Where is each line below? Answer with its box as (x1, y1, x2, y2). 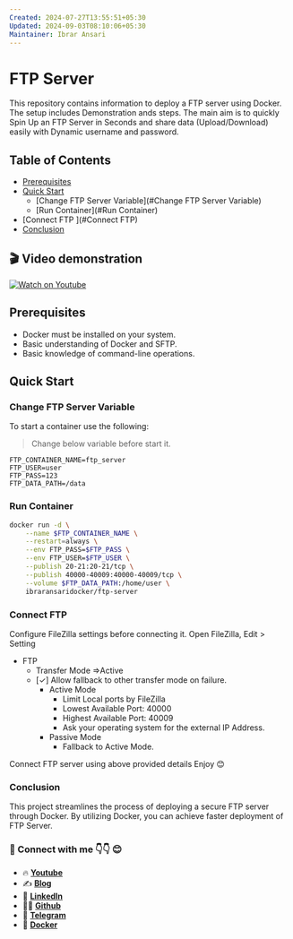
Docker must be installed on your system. (22, 329, 177, 340)
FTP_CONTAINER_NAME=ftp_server (9, 456, 126, 465)
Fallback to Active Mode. (62, 741, 154, 752)
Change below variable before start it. (30, 438, 172, 449)
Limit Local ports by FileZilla (62, 693, 166, 704)
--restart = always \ (25, 537, 99, 547)
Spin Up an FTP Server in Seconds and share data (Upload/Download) (9, 117, 269, 128)
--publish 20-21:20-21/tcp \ (25, 562, 134, 572)
